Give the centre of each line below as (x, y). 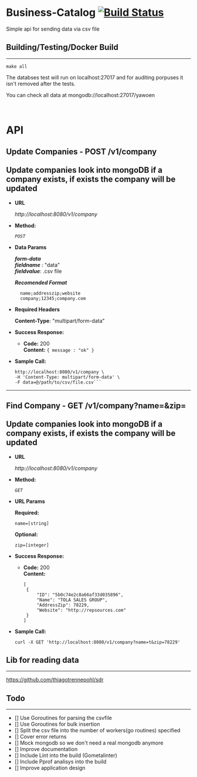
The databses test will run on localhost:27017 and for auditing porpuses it (95, 77)
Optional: (26, 534)
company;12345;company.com (53, 298)
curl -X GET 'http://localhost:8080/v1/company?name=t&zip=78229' (97, 642)
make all (17, 66)
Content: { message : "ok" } (59, 349)
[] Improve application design (50, 768)
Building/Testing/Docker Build (62, 47)
